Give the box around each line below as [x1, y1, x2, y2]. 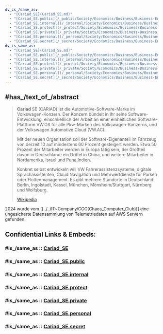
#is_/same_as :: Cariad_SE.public [5, 258, 85, 264]
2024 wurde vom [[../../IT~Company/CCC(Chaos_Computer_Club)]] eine [5, 205, 149, 212]
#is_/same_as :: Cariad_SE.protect [5, 284, 88, 291]
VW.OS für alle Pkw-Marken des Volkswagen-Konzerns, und [36, 121, 157, 127]
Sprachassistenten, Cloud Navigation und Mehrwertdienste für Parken [16, 171, 158, 177]
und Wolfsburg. [16, 187, 48, 193]
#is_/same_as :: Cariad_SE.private [5, 297, 87, 304]
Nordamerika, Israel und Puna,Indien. [16, 157, 91, 163]
